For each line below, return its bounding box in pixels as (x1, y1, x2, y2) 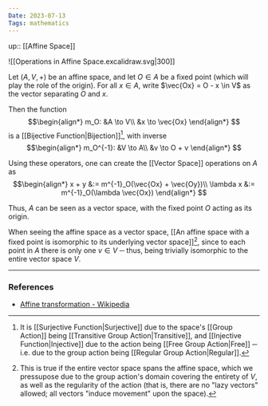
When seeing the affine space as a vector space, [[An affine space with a (8, 227, 250, 237)
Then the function (8, 104, 68, 114)
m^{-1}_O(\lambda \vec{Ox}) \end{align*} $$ (61, 188, 207, 198)
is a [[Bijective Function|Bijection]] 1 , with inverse (8, 129, 167, 140)
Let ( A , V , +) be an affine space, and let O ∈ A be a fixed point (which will (8, 72, 249, 81)
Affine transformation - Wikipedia (19, 300, 130, 309)
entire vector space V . (8, 254, 81, 263)
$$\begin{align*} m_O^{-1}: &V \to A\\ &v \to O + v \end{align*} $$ (26, 143, 242, 152)
